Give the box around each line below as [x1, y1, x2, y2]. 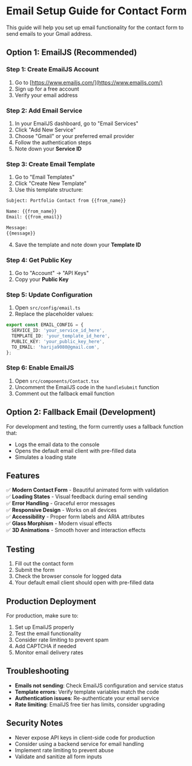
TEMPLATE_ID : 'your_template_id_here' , [11, 333, 111, 339]
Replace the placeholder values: [14, 311, 94, 318]
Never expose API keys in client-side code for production [14, 734, 155, 741]
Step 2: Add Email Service [6, 106, 83, 114]
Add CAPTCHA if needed [14, 642, 77, 649]
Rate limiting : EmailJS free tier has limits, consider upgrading [14, 701, 165, 708]
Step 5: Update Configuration [6, 290, 93, 299]
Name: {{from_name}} [6, 208, 58, 215]
